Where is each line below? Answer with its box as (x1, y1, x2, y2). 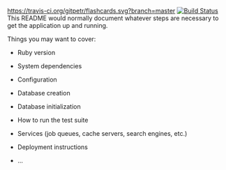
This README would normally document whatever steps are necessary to (7, 14, 219, 22)
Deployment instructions (17, 143, 89, 151)
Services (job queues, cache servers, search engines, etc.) (17, 130, 188, 137)
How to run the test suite (17, 116, 89, 124)
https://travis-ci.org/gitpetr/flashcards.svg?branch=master (7, 7, 176, 15)
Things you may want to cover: (7, 35, 96, 43)
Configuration (17, 75, 57, 84)
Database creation (17, 89, 71, 97)
